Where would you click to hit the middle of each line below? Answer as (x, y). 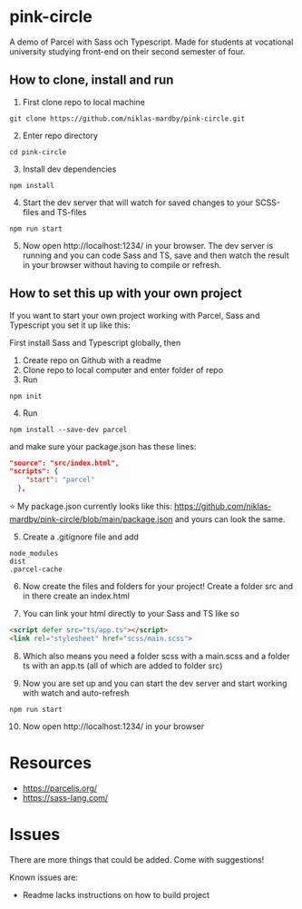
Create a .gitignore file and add (80, 537)
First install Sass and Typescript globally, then (95, 342)
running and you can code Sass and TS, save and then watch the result (156, 255)
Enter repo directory (60, 135)
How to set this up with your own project (126, 294)
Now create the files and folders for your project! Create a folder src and (157, 587)
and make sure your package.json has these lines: (103, 446)
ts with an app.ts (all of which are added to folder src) (122, 666)
